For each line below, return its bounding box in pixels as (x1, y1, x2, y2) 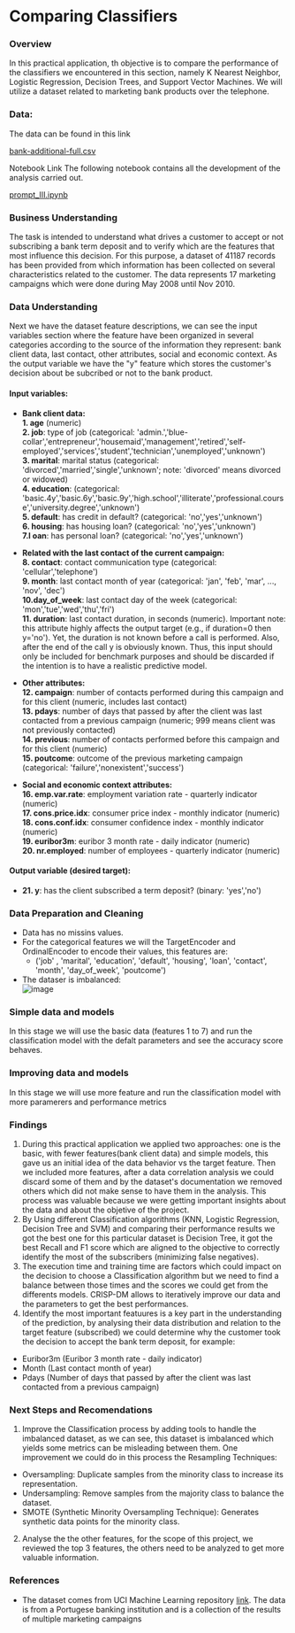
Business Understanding (9, 211, 117, 223)
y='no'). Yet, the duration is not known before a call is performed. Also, (21, 631, 280, 643)
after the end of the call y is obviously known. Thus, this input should (21, 641, 273, 652)
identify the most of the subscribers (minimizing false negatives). (21, 1251, 259, 1262)
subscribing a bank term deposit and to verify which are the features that (9, 241, 276, 252)
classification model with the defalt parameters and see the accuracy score (9, 1035, 284, 1046)
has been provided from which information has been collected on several (9, 259, 276, 271)
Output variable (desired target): (9, 865, 131, 876)
